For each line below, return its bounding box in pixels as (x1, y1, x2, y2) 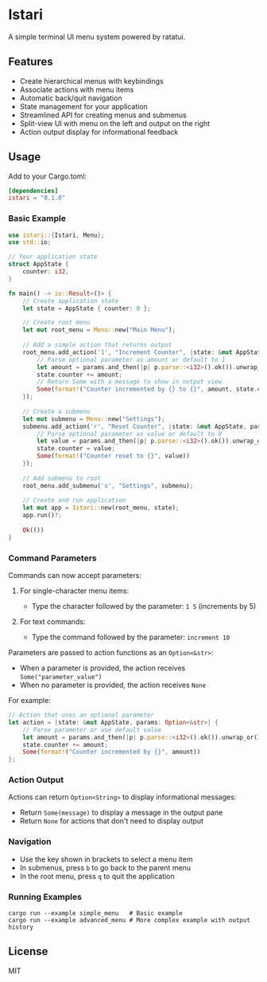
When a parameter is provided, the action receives (19, 663, 186, 673)
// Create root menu (22, 319, 91, 327)
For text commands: (19, 617, 86, 627)
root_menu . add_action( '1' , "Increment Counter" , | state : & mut (22, 348, 233, 356)
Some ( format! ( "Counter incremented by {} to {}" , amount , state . (37, 385, 258, 394)
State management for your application (19, 101, 149, 111)
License (8, 945, 48, 958)
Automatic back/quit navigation (19, 93, 122, 103)
